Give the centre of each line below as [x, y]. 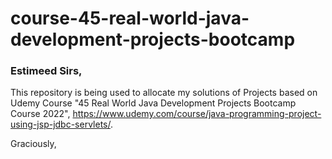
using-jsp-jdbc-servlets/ [60, 124]
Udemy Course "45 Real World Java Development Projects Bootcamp [153, 103]
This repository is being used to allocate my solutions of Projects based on [164, 93]
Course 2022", [40, 114]
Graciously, [33, 144]
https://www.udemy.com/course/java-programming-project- [197, 114]
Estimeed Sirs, [46, 71]
